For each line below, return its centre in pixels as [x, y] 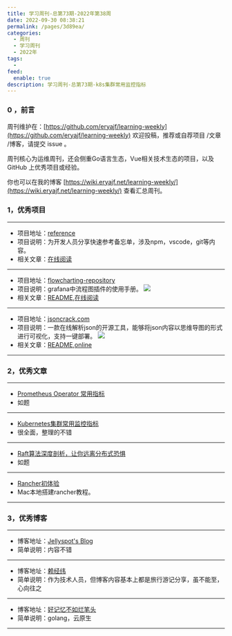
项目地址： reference [46, 233]
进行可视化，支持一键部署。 [57, 336]
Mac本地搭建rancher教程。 [56, 492]
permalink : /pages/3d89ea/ [46, 26]
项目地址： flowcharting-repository [66, 280]
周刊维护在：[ [27, 126]
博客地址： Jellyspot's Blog [55, 541]
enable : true [32, 78]
